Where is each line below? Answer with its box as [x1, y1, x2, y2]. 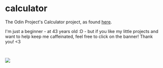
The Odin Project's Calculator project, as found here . [5, 19, 112, 25]
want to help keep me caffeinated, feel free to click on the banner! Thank [5, 34, 153, 39]
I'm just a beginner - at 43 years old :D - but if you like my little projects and [5, 28, 159, 34]
